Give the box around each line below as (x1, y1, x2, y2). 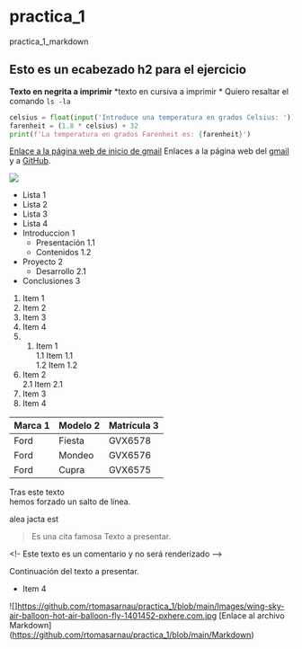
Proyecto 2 (22, 256, 63, 267)
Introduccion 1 (22, 227, 75, 239)
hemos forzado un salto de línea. (9, 496, 131, 507)
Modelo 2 (58, 420, 101, 432)
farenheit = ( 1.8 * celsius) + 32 (9, 121, 139, 130)
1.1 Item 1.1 (35, 351, 74, 361)
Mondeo (58, 449, 94, 462)
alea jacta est (9, 514, 59, 525)
